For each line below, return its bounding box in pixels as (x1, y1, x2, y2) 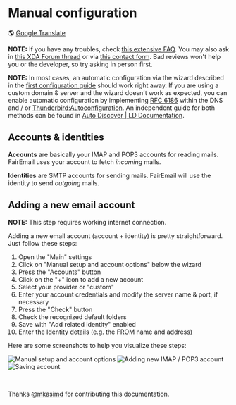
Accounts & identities (8, 132, 104, 144)
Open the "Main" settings (18, 252, 92, 261)
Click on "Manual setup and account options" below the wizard (18, 260, 201, 268)
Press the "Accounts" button (18, 268, 101, 276)
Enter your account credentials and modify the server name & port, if (18, 290, 218, 299)
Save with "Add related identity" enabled (18, 320, 137, 328)
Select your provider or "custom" (18, 282, 115, 291)
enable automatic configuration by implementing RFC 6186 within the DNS (8, 96, 223, 104)
